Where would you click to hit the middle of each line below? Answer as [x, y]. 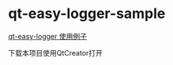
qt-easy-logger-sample [87, 14]
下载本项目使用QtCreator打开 [55, 52]
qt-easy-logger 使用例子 [47, 36]
